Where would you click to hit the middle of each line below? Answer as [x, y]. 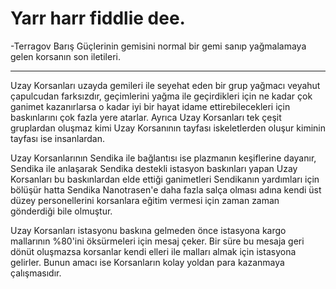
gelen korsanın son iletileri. [65, 56]
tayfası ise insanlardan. [58, 138]
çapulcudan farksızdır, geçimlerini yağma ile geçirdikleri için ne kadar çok [161, 96]
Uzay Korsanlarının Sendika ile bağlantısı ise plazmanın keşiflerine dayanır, [163, 158]
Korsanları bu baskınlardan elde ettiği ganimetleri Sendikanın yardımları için [165, 179]
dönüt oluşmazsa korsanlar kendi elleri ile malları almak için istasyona [153, 251]
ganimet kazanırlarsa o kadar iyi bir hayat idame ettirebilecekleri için [150, 106]
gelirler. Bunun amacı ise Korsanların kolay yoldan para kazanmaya [147, 262]
